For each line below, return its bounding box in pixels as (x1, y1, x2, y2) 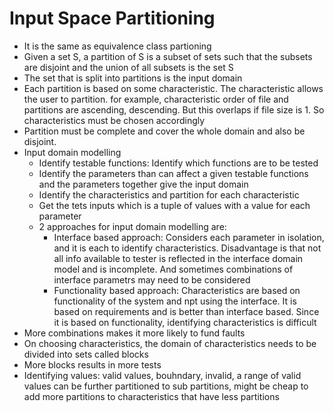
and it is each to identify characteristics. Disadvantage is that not (53, 242, 322, 254)
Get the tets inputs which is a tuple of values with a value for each (38, 199, 311, 211)
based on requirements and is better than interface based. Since (53, 305, 320, 317)
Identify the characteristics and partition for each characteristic (38, 188, 300, 201)
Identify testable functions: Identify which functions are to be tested (38, 157, 319, 169)
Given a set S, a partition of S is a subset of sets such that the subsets (23, 50, 313, 62)
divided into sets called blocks (23, 348, 149, 360)
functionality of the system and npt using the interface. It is (53, 295, 297, 307)
